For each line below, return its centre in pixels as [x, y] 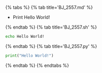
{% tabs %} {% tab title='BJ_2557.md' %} [49, 7]
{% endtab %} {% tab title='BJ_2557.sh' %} [51, 27]
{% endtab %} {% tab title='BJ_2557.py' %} [51, 46]
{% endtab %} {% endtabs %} [37, 65]
